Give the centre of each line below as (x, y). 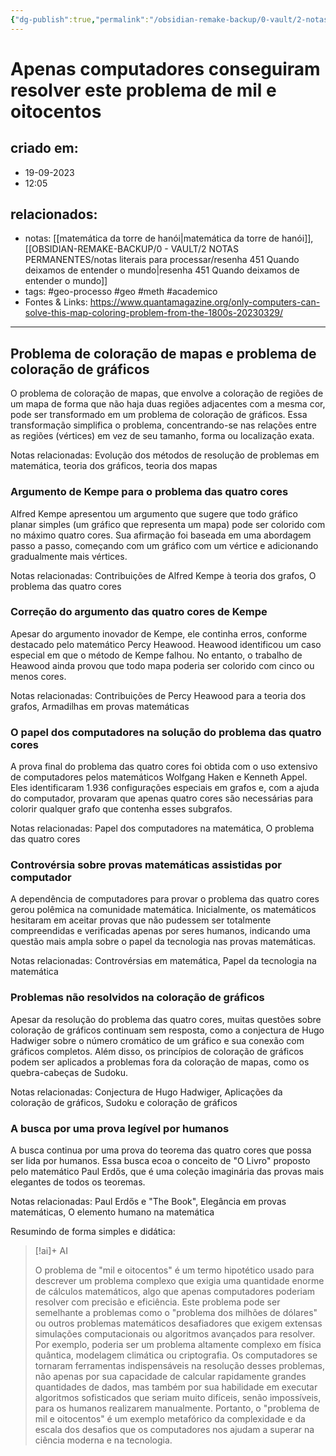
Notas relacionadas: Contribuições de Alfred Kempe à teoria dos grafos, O (163, 575)
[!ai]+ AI (51, 1251)
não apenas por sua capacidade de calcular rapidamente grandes (170, 1377)
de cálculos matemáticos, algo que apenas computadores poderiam (175, 1292)
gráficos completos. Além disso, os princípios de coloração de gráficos (157, 1051)
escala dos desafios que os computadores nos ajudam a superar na (174, 1430)
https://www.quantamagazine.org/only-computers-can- (205, 302)
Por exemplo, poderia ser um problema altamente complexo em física (178, 1345)
